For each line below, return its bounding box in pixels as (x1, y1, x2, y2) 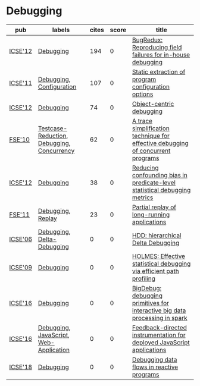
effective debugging (132, 139, 189, 147)
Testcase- (37, 124, 67, 132)
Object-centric (132, 99, 174, 108)
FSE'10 (9, 135, 30, 143)
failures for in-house (132, 51, 190, 59)
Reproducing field (132, 43, 182, 51)
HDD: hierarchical (132, 231, 182, 239)
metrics (132, 193, 154, 202)
